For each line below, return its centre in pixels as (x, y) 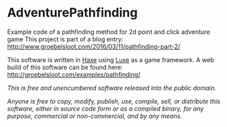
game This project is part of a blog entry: (65, 39)
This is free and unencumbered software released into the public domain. (112, 88)
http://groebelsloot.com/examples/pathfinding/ (74, 75)
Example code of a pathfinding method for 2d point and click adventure (109, 32)
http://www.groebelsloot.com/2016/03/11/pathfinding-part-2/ (94, 46)
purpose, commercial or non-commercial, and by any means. (95, 116)
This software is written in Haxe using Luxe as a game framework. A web (111, 59)
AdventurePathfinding (72, 13)
